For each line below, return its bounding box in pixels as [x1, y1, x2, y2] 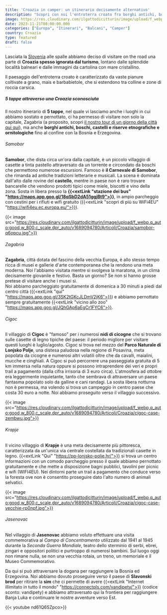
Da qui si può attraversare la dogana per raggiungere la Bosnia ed [5, 568, 140, 574]
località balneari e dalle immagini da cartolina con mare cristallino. [5, 64, 140, 70]
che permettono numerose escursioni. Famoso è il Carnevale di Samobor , [5, 167, 158, 173]
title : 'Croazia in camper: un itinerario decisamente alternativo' [5, 7, 150, 12]
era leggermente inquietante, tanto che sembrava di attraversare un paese [5, 374, 158, 380]
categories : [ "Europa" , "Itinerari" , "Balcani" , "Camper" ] [5, 26, 130, 31]
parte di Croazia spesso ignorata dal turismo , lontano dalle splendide [5, 58, 149, 65]
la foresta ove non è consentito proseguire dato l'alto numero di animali [5, 474, 151, 480]
